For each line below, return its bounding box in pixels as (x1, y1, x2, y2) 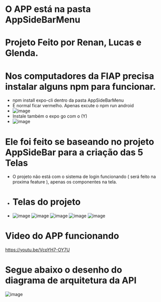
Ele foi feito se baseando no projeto (5, 136, 155, 148)
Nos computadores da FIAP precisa (5, 70, 155, 82)
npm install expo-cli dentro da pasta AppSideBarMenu (12, 97, 124, 103)
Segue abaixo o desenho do (5, 264, 122, 276)
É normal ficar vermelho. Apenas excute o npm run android (12, 103, 134, 109)
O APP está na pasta (5, 3, 91, 15)
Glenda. (5, 47, 38, 59)
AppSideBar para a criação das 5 (5, 147, 144, 158)
